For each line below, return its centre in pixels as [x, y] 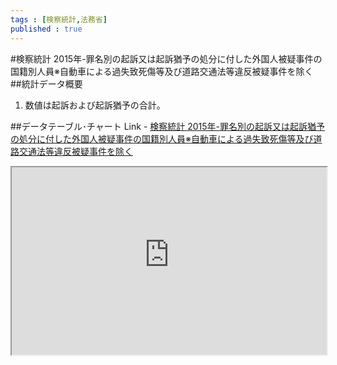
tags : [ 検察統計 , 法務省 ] [59, 19]
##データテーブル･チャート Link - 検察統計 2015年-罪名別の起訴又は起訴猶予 [168, 126]
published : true [46, 29]
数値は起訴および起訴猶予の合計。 [95, 105]
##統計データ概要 [46, 83]
